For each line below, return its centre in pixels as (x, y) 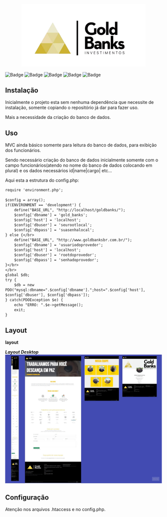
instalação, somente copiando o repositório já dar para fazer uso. (72, 108)
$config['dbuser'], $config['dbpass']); (48, 295)
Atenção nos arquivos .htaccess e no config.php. (55, 510)
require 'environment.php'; (34, 190)
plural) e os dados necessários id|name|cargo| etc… (59, 171)
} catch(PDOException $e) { (34, 300)
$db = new (24, 285)
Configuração (27, 497)
